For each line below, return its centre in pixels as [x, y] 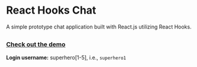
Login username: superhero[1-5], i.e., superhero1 [66, 58]
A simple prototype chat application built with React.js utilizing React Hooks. [99, 27]
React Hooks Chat [51, 10]
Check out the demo [36, 44]
